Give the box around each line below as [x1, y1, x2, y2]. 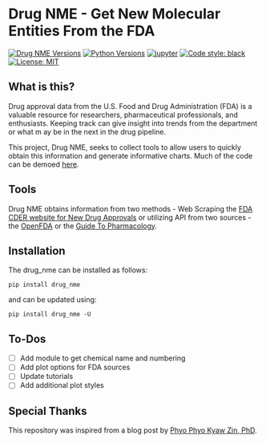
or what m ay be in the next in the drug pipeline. [8, 127, 167, 136]
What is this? [8, 80, 75, 94]
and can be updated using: [8, 295, 97, 304]
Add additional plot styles [19, 381, 104, 390]
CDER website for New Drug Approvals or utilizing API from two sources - [8, 212, 252, 222]
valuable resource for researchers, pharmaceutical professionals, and [8, 110, 239, 119]
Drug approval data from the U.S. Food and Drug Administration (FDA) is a [8, 101, 252, 111]
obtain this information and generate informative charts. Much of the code [8, 151, 253, 160]
